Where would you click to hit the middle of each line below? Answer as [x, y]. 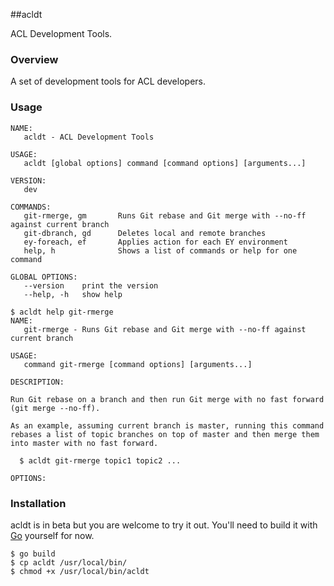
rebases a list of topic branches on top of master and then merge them [165, 434]
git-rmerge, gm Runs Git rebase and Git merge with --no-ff [165, 215]
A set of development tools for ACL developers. [108, 81]
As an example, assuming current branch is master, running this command [167, 425]
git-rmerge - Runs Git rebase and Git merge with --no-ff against [165, 329]
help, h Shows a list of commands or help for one [160, 250]
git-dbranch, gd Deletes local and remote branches [145, 233]
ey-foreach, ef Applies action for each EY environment [155, 242]
